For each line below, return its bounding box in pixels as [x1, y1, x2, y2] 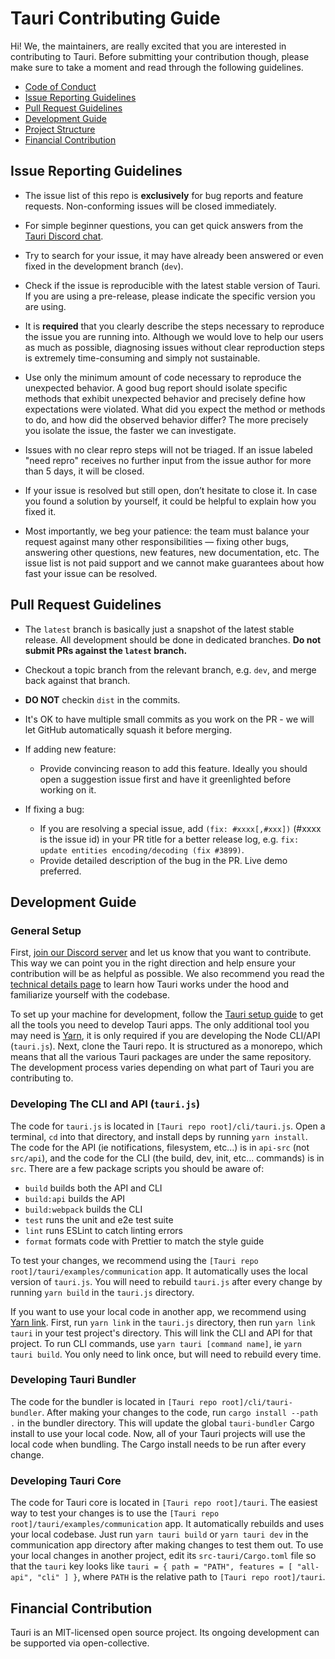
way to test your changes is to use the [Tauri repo [10, 1507, 220, 1519]
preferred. [39, 865, 82, 877]
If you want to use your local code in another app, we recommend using [10, 1305, 307, 1317]
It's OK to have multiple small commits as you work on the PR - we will [24, 713, 315, 725]
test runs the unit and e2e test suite [24, 1213, 174, 1226]
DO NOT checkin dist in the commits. [24, 693, 181, 706]
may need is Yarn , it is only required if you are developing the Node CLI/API [10, 1030, 321, 1042]
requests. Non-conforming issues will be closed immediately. [24, 200, 277, 212]
